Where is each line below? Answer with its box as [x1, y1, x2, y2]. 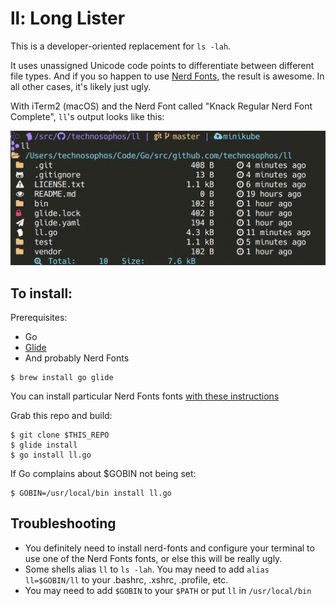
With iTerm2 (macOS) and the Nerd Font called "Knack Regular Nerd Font [10, 100, 313, 112]
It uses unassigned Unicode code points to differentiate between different [10, 59, 315, 71]
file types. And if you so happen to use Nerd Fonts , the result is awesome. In [10, 70, 325, 82]
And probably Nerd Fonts [24, 352, 130, 364]
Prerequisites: [10, 312, 68, 324]
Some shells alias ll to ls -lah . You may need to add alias [24, 563, 270, 575]
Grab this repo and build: [10, 410, 113, 422]
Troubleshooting [10, 515, 117, 532]
